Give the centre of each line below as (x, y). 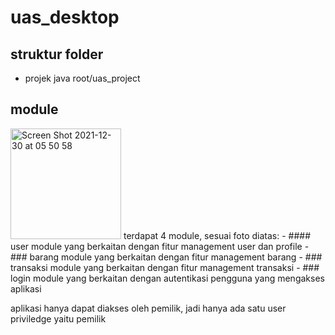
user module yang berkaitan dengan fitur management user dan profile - (160, 246)
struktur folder (57, 54)
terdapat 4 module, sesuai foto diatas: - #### (217, 235)
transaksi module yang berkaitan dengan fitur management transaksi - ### (165, 267)
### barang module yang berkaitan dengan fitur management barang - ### (166, 257)
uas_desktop (65, 17)
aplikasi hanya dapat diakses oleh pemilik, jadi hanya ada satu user (148, 308)
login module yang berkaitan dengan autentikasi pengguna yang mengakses (167, 278)
